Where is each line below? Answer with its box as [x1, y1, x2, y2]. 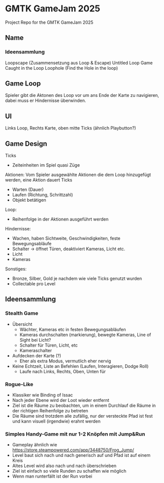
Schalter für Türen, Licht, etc [19, 342, 78, 348]
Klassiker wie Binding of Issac [12, 392, 73, 398]
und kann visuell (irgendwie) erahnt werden [12, 418, 101, 424]
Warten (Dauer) [12, 186, 44, 193]
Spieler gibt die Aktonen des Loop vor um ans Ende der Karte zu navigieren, [5, 92, 159, 98]
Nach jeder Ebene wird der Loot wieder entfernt [12, 397, 109, 403]
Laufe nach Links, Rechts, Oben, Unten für [19, 368, 106, 374]
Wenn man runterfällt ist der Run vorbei [12, 473, 93, 480]
